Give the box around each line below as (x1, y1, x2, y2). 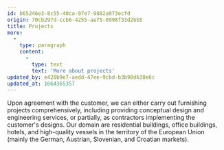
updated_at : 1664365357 (7, 80, 76, 87)
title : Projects (7, 23, 54, 29)
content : (19, 49, 45, 55)
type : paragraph (19, 42, 67, 49)
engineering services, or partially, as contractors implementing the (7, 114, 196, 122)
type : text (32, 61, 63, 68)
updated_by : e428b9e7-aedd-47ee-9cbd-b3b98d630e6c (7, 73, 155, 81)
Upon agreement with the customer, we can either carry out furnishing (7, 99, 208, 107)
